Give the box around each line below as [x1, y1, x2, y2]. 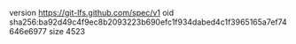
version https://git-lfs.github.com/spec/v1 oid [9, 8, 175, 18]
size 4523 [48, 26, 86, 36]
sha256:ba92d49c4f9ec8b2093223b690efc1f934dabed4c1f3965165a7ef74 [9, 17, 288, 27]
